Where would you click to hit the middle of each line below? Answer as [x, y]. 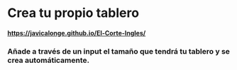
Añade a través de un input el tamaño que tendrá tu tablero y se [119, 51]
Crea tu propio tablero [73, 13]
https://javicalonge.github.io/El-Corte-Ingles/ [77, 33]
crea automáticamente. [49, 60]
